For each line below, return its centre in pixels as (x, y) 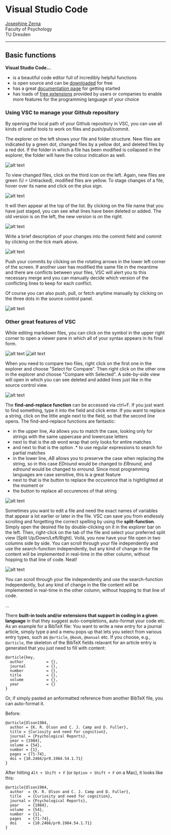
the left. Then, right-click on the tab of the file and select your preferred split (85, 532)
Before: (13, 713)
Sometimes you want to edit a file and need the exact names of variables (81, 511)
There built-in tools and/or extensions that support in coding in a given (81, 616)
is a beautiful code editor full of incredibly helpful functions (75, 77)
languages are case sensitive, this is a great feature (67, 475)
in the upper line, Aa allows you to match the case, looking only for (82, 431)
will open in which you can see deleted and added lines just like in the (78, 380)
